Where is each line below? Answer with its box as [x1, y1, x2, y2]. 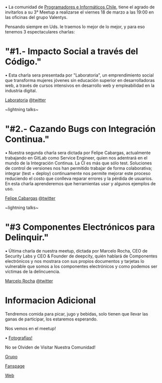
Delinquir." [5, 232, 49, 243]
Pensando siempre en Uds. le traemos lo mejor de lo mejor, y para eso [5, 24, 145, 30]
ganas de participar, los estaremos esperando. [5, 316, 98, 322]
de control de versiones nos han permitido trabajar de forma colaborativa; [5, 165, 152, 171]
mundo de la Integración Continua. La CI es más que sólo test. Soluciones [5, 160, 152, 166]
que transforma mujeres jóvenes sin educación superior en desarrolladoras [5, 77, 155, 83]
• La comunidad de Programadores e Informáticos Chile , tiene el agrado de [5, 4, 155, 10]
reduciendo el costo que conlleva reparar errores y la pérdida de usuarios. [5, 176, 153, 181]
